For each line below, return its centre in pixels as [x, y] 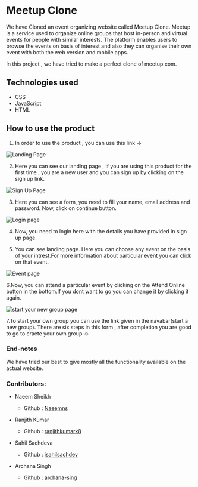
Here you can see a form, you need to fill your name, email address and [102, 202]
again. [14, 298]
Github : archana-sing [50, 477]
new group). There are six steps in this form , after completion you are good [99, 327]
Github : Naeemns [46, 408]
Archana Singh [33, 466]
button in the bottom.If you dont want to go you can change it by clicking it [98, 291]
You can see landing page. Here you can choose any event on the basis [103, 249]
